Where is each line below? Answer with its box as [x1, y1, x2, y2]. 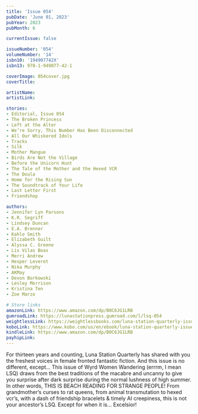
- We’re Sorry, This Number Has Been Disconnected [6, 127, 133, 133]
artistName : [6, 90, 35, 95]
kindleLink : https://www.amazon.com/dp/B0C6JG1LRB [6, 329, 133, 336]
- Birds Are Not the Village [6, 155, 78, 161]
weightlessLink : [6, 319, 46, 324]
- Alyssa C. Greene [6, 242, 54, 248]
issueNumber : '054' [6, 47, 54, 52]
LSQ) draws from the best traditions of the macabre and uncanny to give [6, 370, 183, 377]
